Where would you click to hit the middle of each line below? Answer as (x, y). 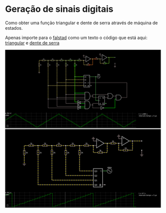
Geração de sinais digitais (59, 9)
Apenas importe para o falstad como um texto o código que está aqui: (76, 38)
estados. (14, 28)
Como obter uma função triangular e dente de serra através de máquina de (82, 23)
